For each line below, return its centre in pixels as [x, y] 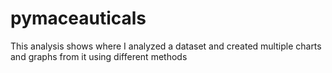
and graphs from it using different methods [99, 56]
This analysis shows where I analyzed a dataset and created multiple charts [166, 46]
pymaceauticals [78, 18]
